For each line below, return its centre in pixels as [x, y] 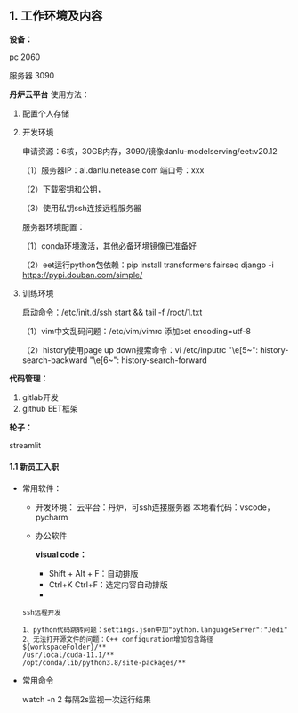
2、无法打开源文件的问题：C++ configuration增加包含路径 [117, 640]
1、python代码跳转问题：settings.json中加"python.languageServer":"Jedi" [155, 630]
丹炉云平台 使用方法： [49, 94]
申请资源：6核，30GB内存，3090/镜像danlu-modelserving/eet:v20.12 [149, 151]
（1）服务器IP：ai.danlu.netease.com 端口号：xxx [113, 170]
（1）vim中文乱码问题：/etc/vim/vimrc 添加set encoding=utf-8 [137, 331]
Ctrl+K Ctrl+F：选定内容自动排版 [108, 585]
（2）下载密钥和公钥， [64, 189]
